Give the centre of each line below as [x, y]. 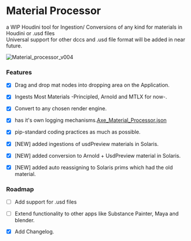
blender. [25, 220]
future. [14, 46]
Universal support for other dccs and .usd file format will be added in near [96, 39]
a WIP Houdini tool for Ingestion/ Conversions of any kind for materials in [94, 27]
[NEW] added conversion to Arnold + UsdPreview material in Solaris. [98, 155]
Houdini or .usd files [30, 33]
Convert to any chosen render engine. [61, 108]
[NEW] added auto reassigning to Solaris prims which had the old [94, 167]
